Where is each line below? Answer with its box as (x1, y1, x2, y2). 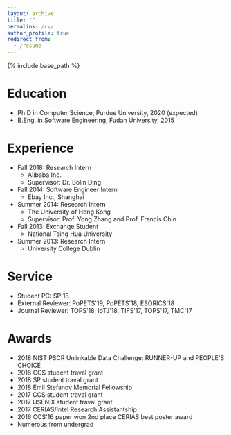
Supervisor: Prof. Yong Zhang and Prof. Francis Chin (27, 214, 176, 223)
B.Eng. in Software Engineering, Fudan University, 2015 (17, 116, 175, 124)
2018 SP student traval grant (17, 375, 99, 384)
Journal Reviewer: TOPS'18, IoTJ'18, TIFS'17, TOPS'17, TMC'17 (17, 306, 192, 314)
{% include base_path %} (7, 62, 80, 69)
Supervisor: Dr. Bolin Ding (27, 178, 102, 186)
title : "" (7, 17, 36, 24)
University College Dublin (27, 244, 100, 253)
